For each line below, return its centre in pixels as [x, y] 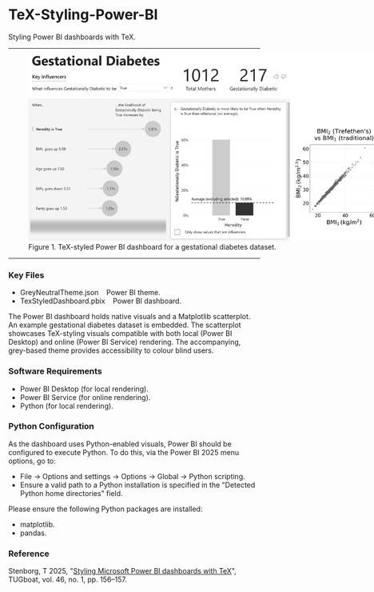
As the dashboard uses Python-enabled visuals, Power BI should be [120, 444]
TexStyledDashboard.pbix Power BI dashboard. [101, 301]
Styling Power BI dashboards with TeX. [72, 37]
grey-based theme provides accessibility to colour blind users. [111, 350]
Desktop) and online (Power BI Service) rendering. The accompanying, [125, 342]
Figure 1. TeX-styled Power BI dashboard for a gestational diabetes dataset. [153, 246]
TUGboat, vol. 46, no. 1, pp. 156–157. [68, 580]
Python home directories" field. [71, 493]
